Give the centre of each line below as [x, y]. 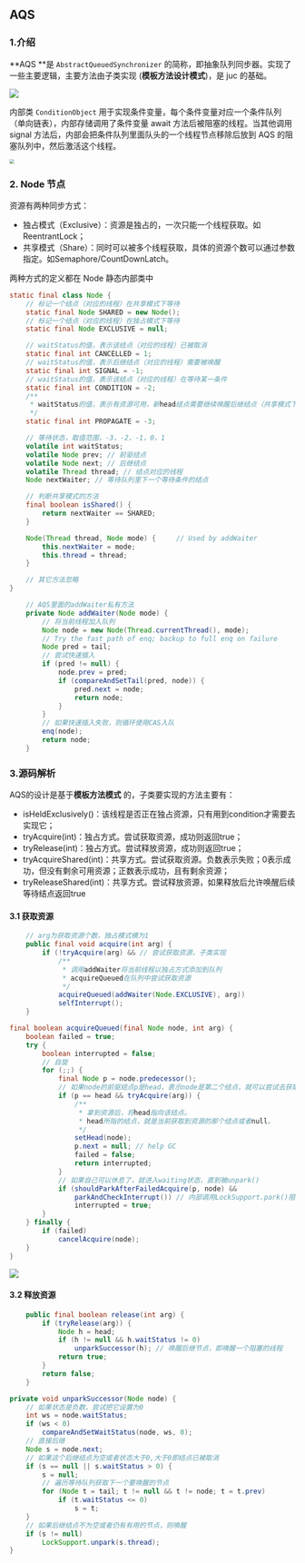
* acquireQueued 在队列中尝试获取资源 [127, 978]
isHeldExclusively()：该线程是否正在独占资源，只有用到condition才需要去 [159, 814]
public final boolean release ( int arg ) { [105, 1315]
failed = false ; [105, 1155]
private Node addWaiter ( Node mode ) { [97, 613]
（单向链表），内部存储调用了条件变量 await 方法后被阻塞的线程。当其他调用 [151, 123]
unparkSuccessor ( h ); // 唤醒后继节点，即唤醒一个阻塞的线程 [178, 1349]
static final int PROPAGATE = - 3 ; [91, 421]
